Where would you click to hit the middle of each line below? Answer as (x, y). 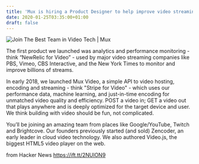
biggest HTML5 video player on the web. (56, 144)
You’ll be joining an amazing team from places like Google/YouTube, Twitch (98, 125)
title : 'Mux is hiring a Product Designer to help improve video (88, 12)
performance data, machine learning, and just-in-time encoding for (88, 94)
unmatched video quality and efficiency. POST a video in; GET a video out (96, 100)
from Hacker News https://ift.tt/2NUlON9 (56, 155)
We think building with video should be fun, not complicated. (80, 113)
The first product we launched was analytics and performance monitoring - (98, 51)
